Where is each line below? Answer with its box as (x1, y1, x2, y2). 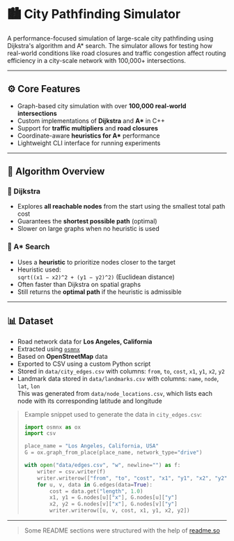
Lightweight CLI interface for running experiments (17, 138, 161, 147)
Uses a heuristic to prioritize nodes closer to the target (17, 258, 175, 266)
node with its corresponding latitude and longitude (17, 397, 162, 405)
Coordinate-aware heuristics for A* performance (17, 131, 160, 140)
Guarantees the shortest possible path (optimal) (17, 217, 158, 225)
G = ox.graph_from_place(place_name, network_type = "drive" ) (24, 449, 203, 457)
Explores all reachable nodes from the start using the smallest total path (17, 202, 226, 211)
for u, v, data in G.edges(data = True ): (37, 481, 153, 488)
